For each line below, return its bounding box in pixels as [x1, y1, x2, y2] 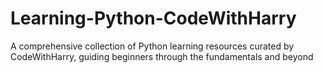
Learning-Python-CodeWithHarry [10, 7, 297, 30]
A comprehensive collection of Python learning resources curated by [10, 40, 295, 52]
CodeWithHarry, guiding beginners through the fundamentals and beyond [10, 50, 314, 62]
